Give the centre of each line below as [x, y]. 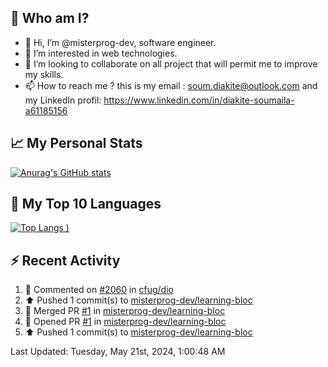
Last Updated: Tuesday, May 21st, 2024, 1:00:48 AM [118, 352]
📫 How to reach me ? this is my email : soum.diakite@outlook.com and [171, 85]
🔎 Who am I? [50, 18]
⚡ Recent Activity [65, 260]
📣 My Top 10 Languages [86, 204]
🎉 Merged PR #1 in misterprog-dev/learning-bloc [125, 311]
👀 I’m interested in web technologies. [101, 53]
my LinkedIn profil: [63, 100]
